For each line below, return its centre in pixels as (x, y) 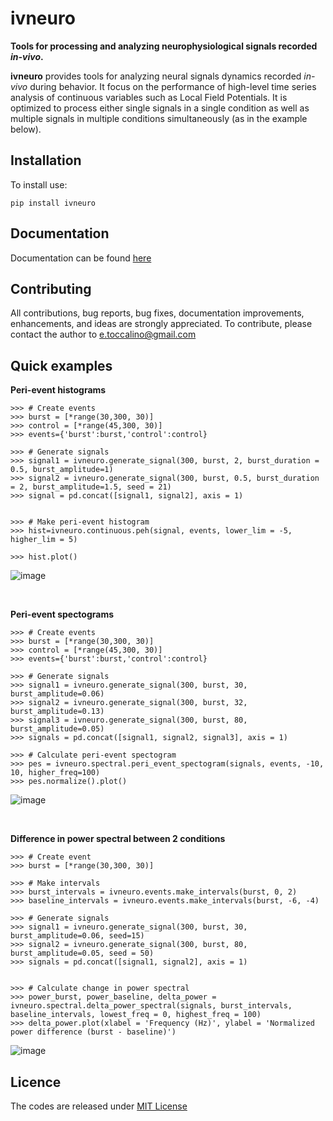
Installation (46, 160)
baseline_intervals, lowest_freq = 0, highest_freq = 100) (136, 1015)
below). (26, 129)
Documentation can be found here (81, 258)
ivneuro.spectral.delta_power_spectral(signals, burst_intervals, (151, 1006)
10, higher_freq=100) (55, 773)
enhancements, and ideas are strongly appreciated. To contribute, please (161, 324)
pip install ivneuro (53, 203)
